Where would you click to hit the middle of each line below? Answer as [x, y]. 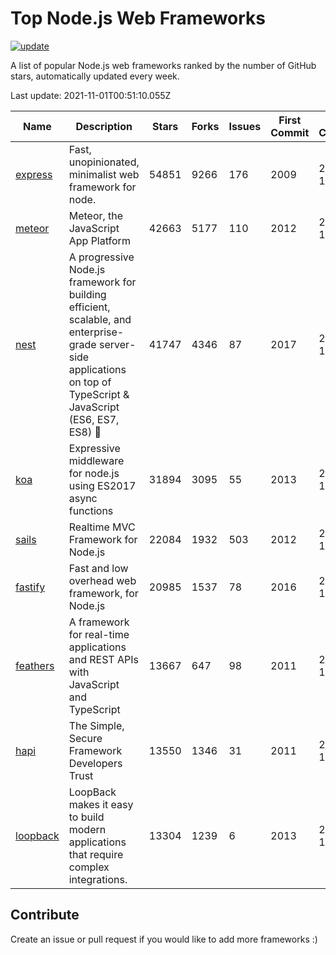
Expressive [94, 448]
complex [89, 867]
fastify [30, 587]
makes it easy [101, 804]
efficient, [89, 307]
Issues [245, 126]
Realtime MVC [102, 527]
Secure [85, 738]
